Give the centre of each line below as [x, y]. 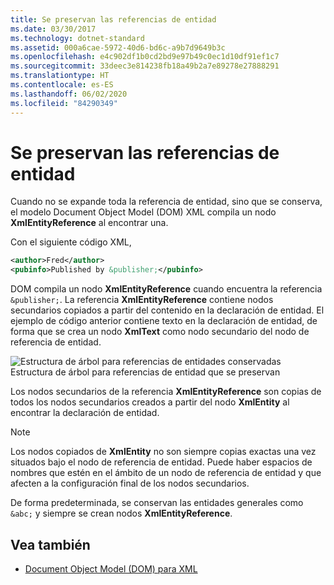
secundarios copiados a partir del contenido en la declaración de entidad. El [167, 310]
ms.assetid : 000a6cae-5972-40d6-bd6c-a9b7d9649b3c [118, 47]
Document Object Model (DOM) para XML [111, 569]
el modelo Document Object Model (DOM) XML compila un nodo [143, 212]
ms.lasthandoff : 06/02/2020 [69, 94]
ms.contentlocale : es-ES [62, 85]
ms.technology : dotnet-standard [77, 38]
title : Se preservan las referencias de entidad [113, 19]
